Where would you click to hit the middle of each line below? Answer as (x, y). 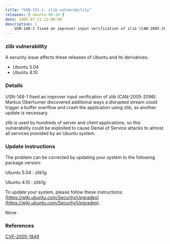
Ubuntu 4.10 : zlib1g (26, 182)
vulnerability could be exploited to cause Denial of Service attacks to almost (84, 128)
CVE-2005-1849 (22, 237)
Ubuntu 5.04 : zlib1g (26, 173)
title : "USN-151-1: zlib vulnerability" (49, 10)
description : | (21, 24)
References (20, 225)
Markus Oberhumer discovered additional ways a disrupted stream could (81, 102)
